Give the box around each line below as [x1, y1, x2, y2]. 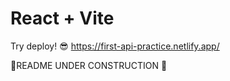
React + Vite [10, 7, 115, 30]
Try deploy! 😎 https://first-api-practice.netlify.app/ [10, 40, 220, 52]
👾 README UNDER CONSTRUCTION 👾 [10, 59, 168, 71]
